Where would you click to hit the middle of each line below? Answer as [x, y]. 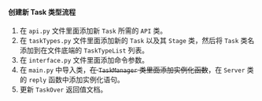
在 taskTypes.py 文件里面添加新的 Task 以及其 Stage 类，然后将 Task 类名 [137, 41]
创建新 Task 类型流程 [42, 12]
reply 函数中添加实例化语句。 [76, 80]
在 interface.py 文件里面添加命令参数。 [84, 60]
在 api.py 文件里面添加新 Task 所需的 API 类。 [93, 31]
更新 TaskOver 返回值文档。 [63, 89]
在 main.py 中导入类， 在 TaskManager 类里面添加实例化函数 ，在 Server [132, 70]
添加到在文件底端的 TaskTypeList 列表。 [84, 50]
